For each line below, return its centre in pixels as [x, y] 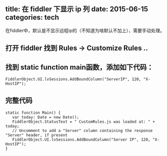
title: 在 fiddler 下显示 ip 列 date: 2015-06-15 [77, 9]
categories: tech [32, 18]
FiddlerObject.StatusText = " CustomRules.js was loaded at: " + [83, 122]
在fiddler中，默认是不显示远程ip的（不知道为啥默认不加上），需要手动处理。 [85, 30]
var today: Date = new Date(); [46, 117]
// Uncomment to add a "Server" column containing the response [82, 130]
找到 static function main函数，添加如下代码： [79, 67]
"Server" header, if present [36, 135]
